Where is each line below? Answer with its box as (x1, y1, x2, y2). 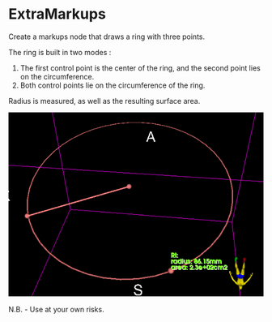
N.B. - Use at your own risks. (8, 305, 104, 315)
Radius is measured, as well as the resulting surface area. (8, 96, 201, 105)
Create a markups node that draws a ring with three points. (8, 32, 205, 41)
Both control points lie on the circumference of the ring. (19, 80, 206, 90)
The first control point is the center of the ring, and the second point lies (19, 62, 261, 73)
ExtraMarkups (8, 5, 107, 24)
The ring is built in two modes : (8, 47, 112, 57)
